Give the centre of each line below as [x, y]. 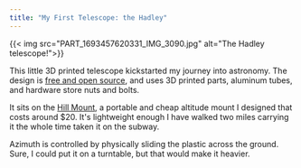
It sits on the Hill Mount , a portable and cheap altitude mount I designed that [151, 107]
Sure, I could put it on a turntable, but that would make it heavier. [130, 154]
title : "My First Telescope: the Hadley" [89, 18]
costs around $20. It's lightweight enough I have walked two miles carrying [149, 117]
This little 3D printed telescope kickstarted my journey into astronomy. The [148, 70]
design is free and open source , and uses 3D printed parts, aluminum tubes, [151, 80]
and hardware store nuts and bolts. [75, 89]
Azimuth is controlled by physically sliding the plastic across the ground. [144, 144]
